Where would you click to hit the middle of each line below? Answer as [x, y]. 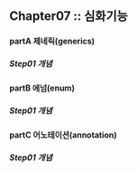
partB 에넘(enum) [42, 88]
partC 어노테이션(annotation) [63, 135]
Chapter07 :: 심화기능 [68, 16]
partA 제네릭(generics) [52, 41]
